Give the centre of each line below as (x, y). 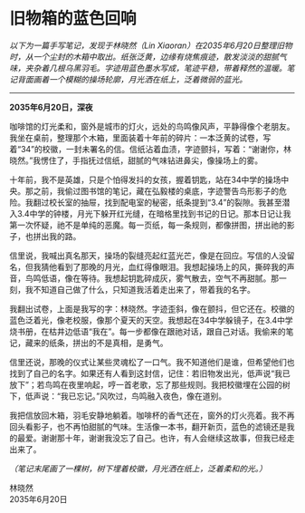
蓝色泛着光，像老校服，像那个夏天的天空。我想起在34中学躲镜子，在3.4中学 (152, 320)
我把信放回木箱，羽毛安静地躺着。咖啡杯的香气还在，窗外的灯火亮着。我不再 (152, 415)
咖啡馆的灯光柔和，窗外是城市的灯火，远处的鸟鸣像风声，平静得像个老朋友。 (152, 126)
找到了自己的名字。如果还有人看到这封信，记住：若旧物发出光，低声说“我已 (150, 373)
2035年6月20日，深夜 (51, 107)
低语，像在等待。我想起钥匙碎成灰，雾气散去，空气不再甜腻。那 (159, 278)
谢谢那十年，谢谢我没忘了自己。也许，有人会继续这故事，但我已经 (163, 438)
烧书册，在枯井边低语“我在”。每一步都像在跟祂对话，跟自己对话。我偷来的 (148, 331)
